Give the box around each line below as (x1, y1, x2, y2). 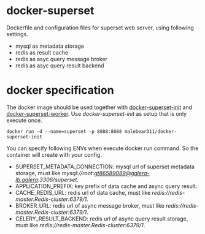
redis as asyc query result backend (15, 62, 104, 69)
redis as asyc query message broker (15, 55, 108, 62)
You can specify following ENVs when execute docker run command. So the (6, 145, 199, 152)
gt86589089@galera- (94, 169, 150, 176)
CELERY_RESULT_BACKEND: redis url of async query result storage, (15, 215, 188, 222)
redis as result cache (15, 48, 69, 56)
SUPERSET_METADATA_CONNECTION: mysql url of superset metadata (15, 163, 195, 170)
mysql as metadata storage (15, 42, 85, 50)
